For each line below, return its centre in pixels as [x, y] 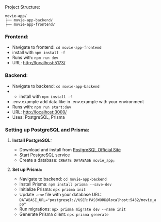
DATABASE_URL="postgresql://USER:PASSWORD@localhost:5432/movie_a [88, 200]
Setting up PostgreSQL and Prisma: [47, 129]
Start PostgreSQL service [45, 155]
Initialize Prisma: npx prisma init [52, 189]
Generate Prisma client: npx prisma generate [64, 214]
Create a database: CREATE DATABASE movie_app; [67, 160]
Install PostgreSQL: [32, 140]
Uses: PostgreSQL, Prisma [38, 117]
